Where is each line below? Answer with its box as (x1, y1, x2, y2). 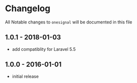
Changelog (5, 3, 51, 14)
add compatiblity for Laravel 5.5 (12, 46, 76, 52)
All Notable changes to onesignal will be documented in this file (5, 19, 133, 25)
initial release (12, 73, 39, 79)
